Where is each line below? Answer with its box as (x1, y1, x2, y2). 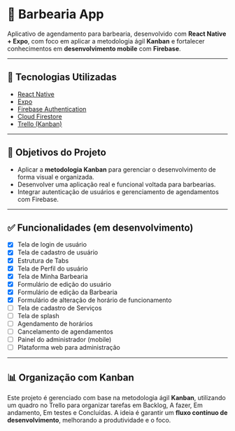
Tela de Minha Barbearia (17, 272, 89, 280)
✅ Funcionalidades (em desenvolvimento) (7, 221, 194, 233)
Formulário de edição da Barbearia (17, 287, 117, 296)
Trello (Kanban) (17, 119, 62, 128)
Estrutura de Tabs (17, 256, 69, 265)
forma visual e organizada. (17, 172, 94, 181)
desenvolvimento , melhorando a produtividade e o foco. (7, 416, 171, 425)
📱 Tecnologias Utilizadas (7, 71, 117, 83)
